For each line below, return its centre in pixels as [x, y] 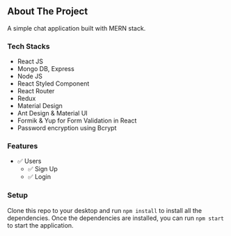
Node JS [30, 77]
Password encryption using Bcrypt [67, 128]
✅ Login [39, 177]
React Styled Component [53, 84]
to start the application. [41, 225]
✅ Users [29, 161]
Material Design [40, 106]
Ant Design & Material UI [53, 113]
